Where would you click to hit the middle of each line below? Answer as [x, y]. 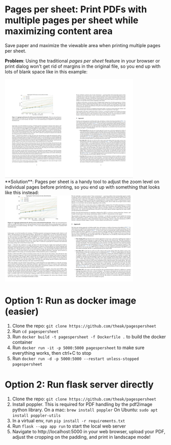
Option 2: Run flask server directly [79, 385]
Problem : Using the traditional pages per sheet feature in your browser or [82, 60]
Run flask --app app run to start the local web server [69, 426]
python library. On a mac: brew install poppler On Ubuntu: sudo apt [85, 410]
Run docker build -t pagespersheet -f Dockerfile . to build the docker [89, 336]
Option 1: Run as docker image [71, 301]
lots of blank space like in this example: [46, 72]
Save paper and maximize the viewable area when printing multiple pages [83, 45]
